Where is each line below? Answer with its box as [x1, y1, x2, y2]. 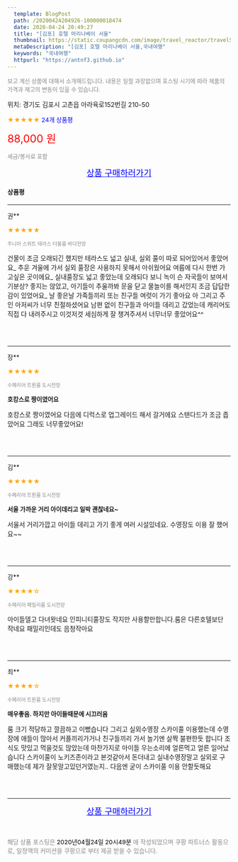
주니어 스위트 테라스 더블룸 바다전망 [7, 240, 86, 247]
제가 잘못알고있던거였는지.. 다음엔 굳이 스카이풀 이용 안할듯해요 [33, 762, 212, 771]
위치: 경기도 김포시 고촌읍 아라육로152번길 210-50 [7, 100, 150, 108]
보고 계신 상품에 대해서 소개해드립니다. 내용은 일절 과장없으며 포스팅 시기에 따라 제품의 [7, 77, 225, 85]
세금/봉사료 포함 [7, 152, 48, 160]
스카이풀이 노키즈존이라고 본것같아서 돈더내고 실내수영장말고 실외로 [26, 753, 218, 761]
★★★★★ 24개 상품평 [7, 115, 73, 124]
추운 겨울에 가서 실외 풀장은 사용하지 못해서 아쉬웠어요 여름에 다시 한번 [17, 263, 218, 272]
